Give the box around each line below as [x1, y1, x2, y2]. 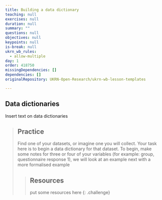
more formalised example [17, 162, 70, 168]
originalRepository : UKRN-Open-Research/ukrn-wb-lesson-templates [5, 77, 146, 82]
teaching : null [5, 12, 37, 17]
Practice [17, 127, 44, 136]
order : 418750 [5, 63, 35, 68]
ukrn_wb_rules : [5, 49, 37, 54]
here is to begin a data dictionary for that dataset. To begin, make [17, 146, 152, 152]
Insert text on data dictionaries [5, 113, 68, 119]
